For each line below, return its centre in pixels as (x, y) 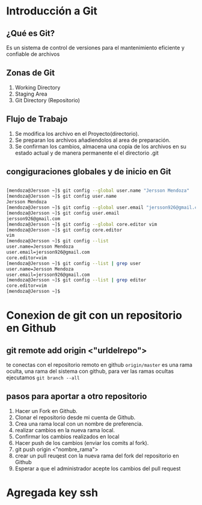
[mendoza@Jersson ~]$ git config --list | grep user (74, 263)
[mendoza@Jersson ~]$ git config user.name (62, 197)
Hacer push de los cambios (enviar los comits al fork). (82, 442)
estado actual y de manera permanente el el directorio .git (87, 153)
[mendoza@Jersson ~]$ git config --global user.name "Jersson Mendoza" (98, 191)
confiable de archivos (33, 54)
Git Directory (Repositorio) (47, 100)
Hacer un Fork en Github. (46, 411)
